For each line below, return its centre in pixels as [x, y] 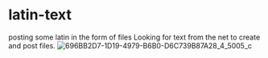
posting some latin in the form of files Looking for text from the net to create [134, 37]
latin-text [40, 15]
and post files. [32, 45]
